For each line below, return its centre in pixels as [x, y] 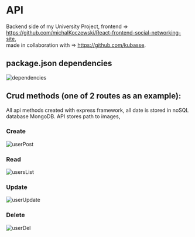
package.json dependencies [59, 63]
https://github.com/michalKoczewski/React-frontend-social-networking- [94, 32]
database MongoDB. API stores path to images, [63, 116]
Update [17, 187]
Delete [16, 215]
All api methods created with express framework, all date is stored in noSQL [97, 110]
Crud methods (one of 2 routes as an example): [94, 96]
